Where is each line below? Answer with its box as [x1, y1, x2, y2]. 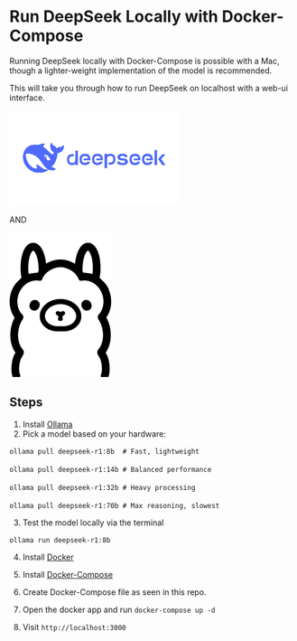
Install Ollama [22, 419, 73, 429]
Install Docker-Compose [22, 569, 114, 580]
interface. [9, 92, 45, 103]
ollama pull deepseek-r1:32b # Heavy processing [9, 483, 196, 492]
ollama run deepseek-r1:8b [9, 535, 111, 544]
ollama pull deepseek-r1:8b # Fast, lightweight [9, 447, 200, 456]
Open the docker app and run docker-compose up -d [22, 604, 216, 615]
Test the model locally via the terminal [22, 517, 164, 528]
